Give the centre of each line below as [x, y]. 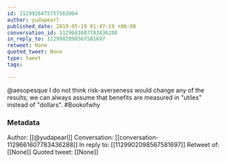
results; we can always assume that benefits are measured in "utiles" [104, 97]
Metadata [23, 122]
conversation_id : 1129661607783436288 [62, 33]
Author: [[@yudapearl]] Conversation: [61, 137]
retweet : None [27, 45]
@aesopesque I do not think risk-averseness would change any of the [106, 90]
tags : [15, 65]
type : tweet [24, 58]
